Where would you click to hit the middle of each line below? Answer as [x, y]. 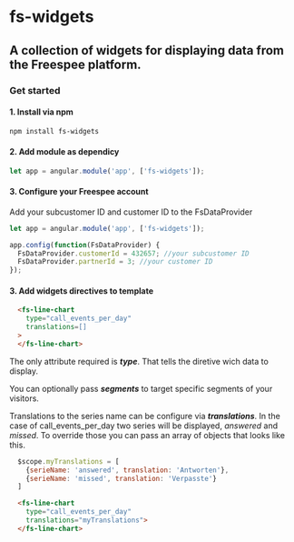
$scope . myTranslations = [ [69, 461]
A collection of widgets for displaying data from [147, 50]
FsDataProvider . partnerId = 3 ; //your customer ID [115, 262]
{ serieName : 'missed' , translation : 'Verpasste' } [122, 478]
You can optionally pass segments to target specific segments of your [141, 388]
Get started [35, 90]
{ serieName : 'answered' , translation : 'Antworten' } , [127, 470]
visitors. [24, 398]
